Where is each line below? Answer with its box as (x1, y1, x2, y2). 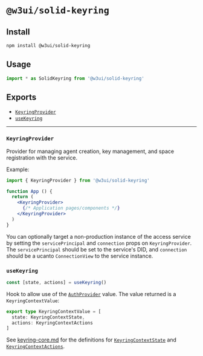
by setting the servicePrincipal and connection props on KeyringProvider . (6, 239, 192, 247)
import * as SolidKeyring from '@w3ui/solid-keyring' (6, 75, 145, 82)
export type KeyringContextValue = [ (6, 308, 101, 314)
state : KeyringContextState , (11, 314, 85, 320)
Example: (6, 166, 30, 173)
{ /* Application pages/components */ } (22, 205, 120, 212)
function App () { (6, 188, 53, 195)
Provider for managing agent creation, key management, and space (6, 147, 174, 155)
